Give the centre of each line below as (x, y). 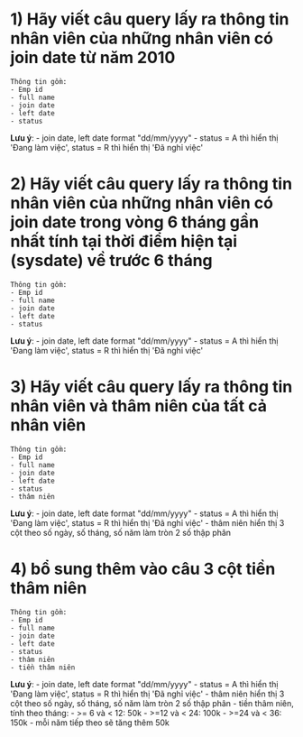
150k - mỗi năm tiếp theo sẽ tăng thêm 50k (90, 723)
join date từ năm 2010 (93, 58)
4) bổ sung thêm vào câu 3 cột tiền (143, 569)
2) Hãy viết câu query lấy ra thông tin (151, 184)
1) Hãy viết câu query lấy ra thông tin (150, 19)
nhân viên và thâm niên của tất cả (138, 406)
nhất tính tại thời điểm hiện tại (124, 241)
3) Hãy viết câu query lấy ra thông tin (151, 387)
